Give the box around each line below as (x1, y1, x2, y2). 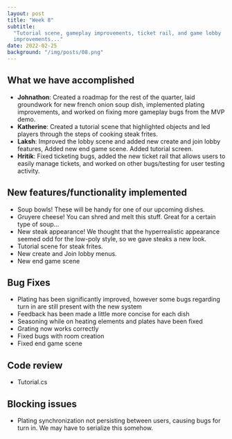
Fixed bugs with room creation (17, 332, 105, 341)
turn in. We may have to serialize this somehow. (17, 424, 154, 432)
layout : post (7, 10, 45, 17)
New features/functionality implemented (7, 187, 187, 198)
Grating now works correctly (17, 325, 99, 333)
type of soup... (17, 220, 60, 228)
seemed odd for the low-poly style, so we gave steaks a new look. (17, 234, 206, 243)
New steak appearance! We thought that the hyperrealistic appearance (17, 227, 220, 236)
